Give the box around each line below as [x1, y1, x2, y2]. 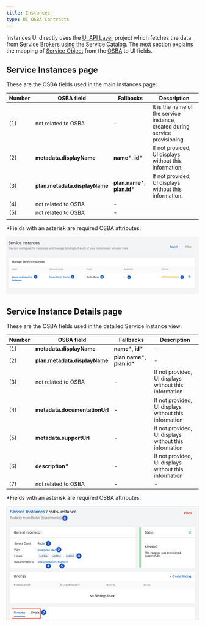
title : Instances [6, 10, 51, 16]
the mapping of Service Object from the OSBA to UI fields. [6, 47, 153, 54]
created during [152, 123, 190, 130]
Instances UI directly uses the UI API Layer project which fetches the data [6, 34, 192, 41]
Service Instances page [6, 64, 99, 75]
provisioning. [152, 136, 185, 143]
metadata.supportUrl [35, 434, 90, 442]
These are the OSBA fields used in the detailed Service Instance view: [6, 322, 182, 330]
